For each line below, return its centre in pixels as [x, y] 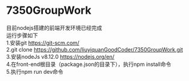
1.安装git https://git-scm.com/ [43, 43]
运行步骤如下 [22, 35]
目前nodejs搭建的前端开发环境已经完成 [54, 28]
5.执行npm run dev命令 [35, 71]
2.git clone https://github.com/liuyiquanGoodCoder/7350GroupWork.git [95, 49]
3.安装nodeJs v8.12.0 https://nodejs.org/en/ [60, 56]
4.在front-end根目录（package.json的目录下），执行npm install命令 [89, 64]
